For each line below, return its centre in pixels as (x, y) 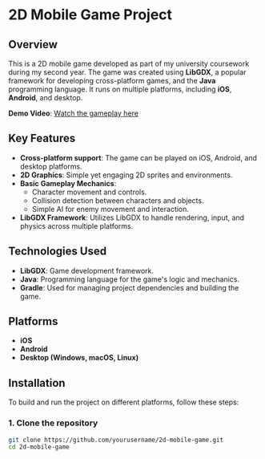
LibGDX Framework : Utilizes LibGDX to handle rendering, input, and (132, 217)
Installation (37, 383)
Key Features (42, 138)
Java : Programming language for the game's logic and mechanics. (130, 279)
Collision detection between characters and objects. (118, 200)
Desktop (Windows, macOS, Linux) (79, 358)
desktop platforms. (51, 166)
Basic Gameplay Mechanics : (68, 183)
